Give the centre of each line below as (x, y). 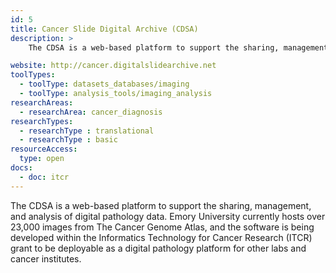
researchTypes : (42, 121)
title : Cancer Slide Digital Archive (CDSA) (104, 29)
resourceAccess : (44, 149)
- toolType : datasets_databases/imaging (104, 84)
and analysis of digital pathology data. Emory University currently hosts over (168, 216)
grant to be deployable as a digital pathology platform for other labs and (158, 248)
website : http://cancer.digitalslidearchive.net (113, 66)
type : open (42, 159)
